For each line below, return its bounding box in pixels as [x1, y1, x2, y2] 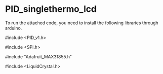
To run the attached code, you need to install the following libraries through [5, 20, 159, 26]
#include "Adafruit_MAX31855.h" [5, 53, 72, 60]
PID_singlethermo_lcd [5, 3, 97, 15]
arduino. [5, 25, 22, 31]
